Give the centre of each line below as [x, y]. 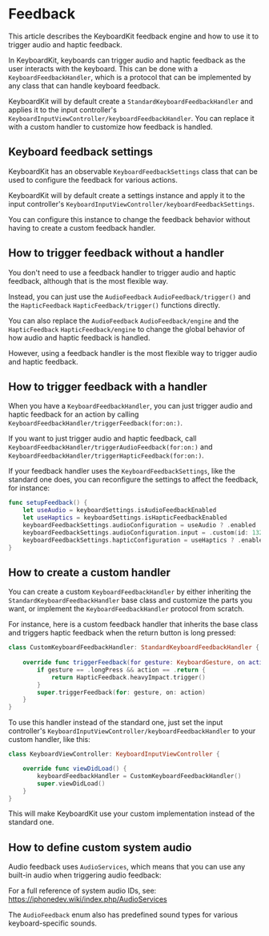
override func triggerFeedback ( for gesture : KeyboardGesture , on [134, 663]
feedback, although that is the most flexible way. [88, 280]
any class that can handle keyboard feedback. [84, 86]
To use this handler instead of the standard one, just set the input [116, 723]
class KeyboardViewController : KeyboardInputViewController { [114, 754]
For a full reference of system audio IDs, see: [82, 891]
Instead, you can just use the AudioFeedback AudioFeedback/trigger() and [129, 297]
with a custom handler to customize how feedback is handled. [110, 127]
